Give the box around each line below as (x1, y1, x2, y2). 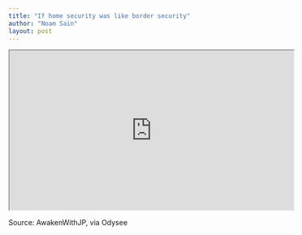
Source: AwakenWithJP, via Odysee (8, 218, 128, 228)
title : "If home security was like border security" (8, 11, 191, 20)
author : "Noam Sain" (8, 19, 79, 28)
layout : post (8, 27, 53, 35)
